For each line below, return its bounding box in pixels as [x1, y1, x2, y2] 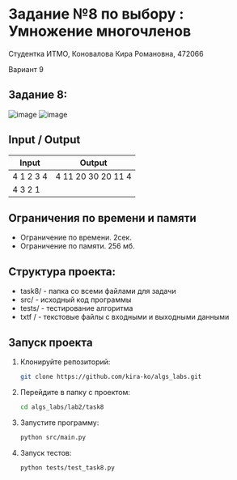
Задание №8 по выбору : [8, 5, 184, 23]
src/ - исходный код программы [19, 295, 132, 304]
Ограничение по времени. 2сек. [19, 232, 132, 243]
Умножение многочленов [8, 22, 192, 40]
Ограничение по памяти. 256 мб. [19, 241, 135, 251]
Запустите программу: [19, 418, 99, 427]
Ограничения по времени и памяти [8, 211, 197, 225]
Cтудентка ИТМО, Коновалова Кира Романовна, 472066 [8, 49, 204, 58]
